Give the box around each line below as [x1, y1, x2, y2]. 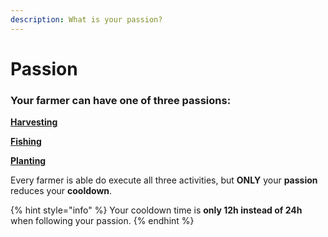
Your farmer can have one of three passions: [10, 93, 232, 107]
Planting [10, 155, 47, 167]
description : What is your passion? [10, 14, 163, 25]
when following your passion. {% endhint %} [10, 215, 195, 227]
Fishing [10, 136, 42, 148]
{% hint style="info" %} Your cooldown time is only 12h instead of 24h [10, 204, 303, 216]
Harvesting [10, 116, 58, 128]
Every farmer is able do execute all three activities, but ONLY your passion [10, 174, 318, 186]
